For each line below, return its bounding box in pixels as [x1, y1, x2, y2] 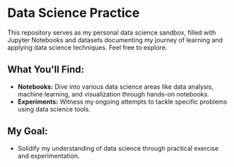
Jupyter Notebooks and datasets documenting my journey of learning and [7, 35, 223, 44]
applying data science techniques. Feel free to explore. [7, 43, 168, 51]
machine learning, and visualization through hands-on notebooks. [17, 89, 210, 98]
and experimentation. [17, 151, 80, 160]
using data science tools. [17, 104, 90, 113]
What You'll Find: [7, 63, 85, 75]
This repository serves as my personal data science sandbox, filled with [7, 28, 216, 37]
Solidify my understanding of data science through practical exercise [17, 144, 219, 152]
